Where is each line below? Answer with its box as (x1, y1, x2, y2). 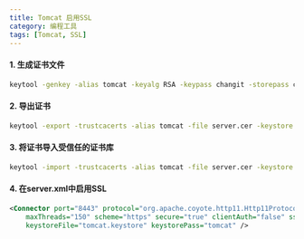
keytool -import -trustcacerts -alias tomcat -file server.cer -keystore (9, 162, 294, 172)
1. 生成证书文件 (9, 59, 65, 70)
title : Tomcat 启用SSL (9, 13, 92, 23)
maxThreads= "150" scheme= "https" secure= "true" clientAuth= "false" (25, 212, 285, 222)
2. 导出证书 (9, 100, 52, 111)
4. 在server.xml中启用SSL (9, 183, 107, 195)
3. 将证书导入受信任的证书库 (9, 142, 115, 153)
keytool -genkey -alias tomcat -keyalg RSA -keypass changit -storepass (9, 80, 290, 89)
